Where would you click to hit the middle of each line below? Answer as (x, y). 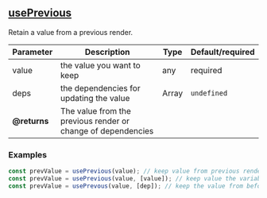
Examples (28, 154)
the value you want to (100, 65)
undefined (209, 93)
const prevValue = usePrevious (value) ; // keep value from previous (124, 171)
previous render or (95, 121)
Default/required (222, 52)
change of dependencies (107, 130)
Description (107, 52)
